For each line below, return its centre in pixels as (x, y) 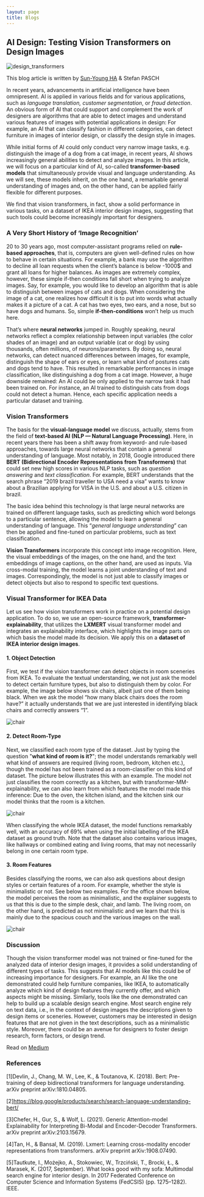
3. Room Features (29, 865)
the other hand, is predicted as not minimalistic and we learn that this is (96, 911)
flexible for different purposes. (44, 192)
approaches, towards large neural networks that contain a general (89, 449)
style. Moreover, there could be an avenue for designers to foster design (97, 1029)
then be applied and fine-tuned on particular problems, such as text (91, 532)
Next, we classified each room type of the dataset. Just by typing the (93, 749)
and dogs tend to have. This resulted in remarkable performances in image (100, 368)
